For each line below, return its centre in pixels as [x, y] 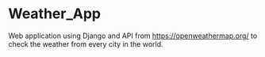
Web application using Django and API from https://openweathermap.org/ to [133, 36]
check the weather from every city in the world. [86, 44]
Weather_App [55, 14]
